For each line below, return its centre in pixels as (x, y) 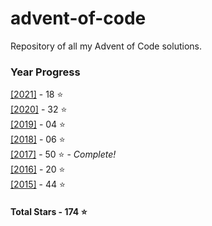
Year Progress (45, 72)
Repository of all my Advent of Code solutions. (106, 46)
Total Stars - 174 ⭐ (49, 211)
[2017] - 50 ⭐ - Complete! (63, 154)
